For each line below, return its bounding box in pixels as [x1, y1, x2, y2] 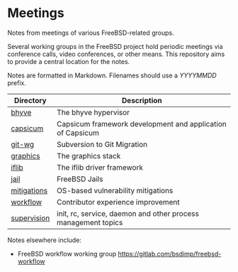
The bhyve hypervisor [56, 107, 130, 117]
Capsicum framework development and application [56, 119, 227, 129]
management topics [56, 217, 123, 227]
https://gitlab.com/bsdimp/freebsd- [118, 249, 222, 258]
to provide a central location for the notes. [7, 57, 130, 65]
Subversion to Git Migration [56, 139, 148, 149]
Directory [13, 95, 47, 105]
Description [121, 95, 162, 105]
